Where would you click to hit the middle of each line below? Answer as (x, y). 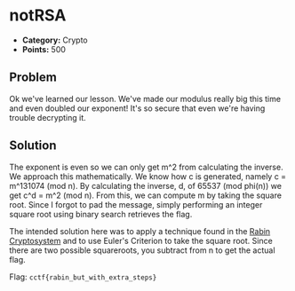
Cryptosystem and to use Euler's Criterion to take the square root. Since (141, 240)
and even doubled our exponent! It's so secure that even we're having (137, 108)
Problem (33, 78)
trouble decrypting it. (48, 117)
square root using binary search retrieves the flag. (101, 214)
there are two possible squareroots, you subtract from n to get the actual (142, 250)
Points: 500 (44, 49)
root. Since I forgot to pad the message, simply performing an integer (136, 204)
